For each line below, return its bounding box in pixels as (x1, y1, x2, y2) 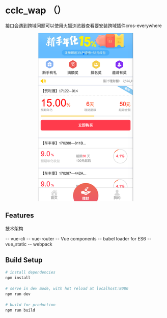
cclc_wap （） (5, 5, 66, 16)
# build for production (5, 302, 56, 307)
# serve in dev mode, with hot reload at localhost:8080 (5, 286, 129, 291)
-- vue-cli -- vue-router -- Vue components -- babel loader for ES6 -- (5, 235, 152, 241)
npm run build (5, 307, 36, 313)
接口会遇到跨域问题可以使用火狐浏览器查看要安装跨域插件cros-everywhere (5, 22, 162, 29)
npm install (5, 275, 31, 281)
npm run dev (5, 291, 31, 297)
